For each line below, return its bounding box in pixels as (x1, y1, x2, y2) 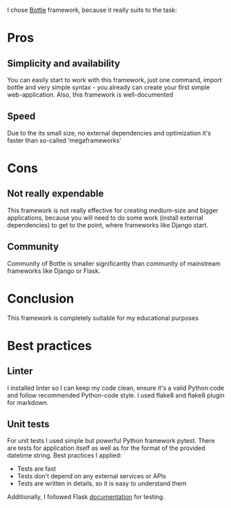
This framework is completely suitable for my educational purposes (7, 314, 199, 322)
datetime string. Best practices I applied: (7, 451, 122, 460)
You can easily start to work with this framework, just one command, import (7, 76, 222, 84)
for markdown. (7, 398, 49, 406)
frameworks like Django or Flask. (7, 266, 101, 275)
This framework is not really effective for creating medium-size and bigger (7, 206, 219, 214)
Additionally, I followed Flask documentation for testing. (7, 493, 165, 501)
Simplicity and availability (7, 57, 121, 69)
